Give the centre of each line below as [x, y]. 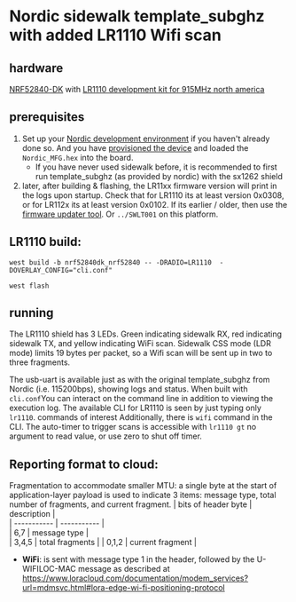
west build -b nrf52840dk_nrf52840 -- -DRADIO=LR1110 [111, 262]
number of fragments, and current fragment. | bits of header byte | [131, 504]
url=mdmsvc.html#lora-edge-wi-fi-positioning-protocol [123, 588]
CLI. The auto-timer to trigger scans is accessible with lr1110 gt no [133, 427]
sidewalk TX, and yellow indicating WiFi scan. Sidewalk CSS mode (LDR [140, 344]
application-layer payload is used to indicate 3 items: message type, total [143, 495]
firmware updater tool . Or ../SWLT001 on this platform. [120, 214]
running [31, 313]
